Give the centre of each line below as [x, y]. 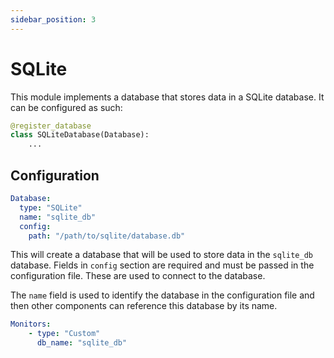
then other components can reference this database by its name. [144, 306]
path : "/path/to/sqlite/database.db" [107, 236]
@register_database [51, 126]
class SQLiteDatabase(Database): [80, 135]
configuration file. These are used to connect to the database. [138, 276]
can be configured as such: [66, 107]
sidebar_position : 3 [53, 19]
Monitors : [31, 324]
